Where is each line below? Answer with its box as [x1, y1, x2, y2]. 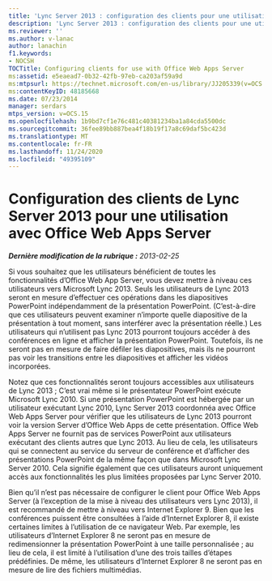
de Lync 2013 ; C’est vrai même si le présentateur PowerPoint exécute [8, 386, 241, 395]
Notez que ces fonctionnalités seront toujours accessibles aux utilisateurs [8, 378, 255, 387]
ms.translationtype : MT [8, 132, 89, 140]
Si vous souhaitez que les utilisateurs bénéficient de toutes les [8, 267, 216, 276]
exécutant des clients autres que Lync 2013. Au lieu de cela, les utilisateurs [8, 438, 258, 447]
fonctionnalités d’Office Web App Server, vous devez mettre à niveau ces [8, 276, 253, 285]
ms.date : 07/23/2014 [8, 95, 79, 103]
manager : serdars [8, 102, 67, 110]
